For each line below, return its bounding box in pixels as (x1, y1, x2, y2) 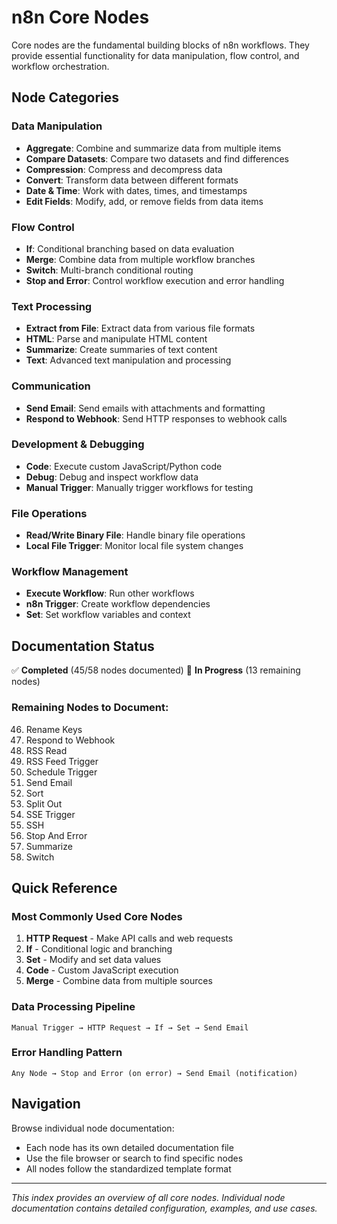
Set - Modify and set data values (25, 954, 162, 966)
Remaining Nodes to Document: (11, 701, 169, 715)
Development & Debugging (11, 437, 145, 451)
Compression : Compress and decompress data (25, 163, 223, 175)
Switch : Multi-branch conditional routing (25, 264, 194, 276)
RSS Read (25, 744, 68, 756)
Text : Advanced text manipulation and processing (25, 354, 232, 366)
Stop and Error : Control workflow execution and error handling (25, 274, 285, 286)
